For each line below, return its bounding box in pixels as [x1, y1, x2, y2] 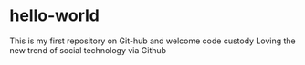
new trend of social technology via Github [9, 44, 167, 55]
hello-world [9, 5, 100, 26]
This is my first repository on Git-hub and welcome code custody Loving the [9, 35, 296, 46]
